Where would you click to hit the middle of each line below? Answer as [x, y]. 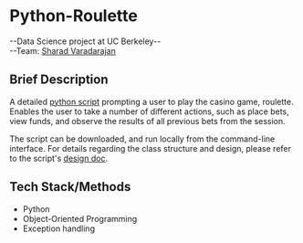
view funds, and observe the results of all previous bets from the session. [147, 121]
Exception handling [59, 228]
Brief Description [59, 80]
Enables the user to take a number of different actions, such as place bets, [149, 111]
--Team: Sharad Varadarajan [63, 50]
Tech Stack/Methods [70, 187]
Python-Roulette [74, 16]
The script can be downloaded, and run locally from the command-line [142, 139]
